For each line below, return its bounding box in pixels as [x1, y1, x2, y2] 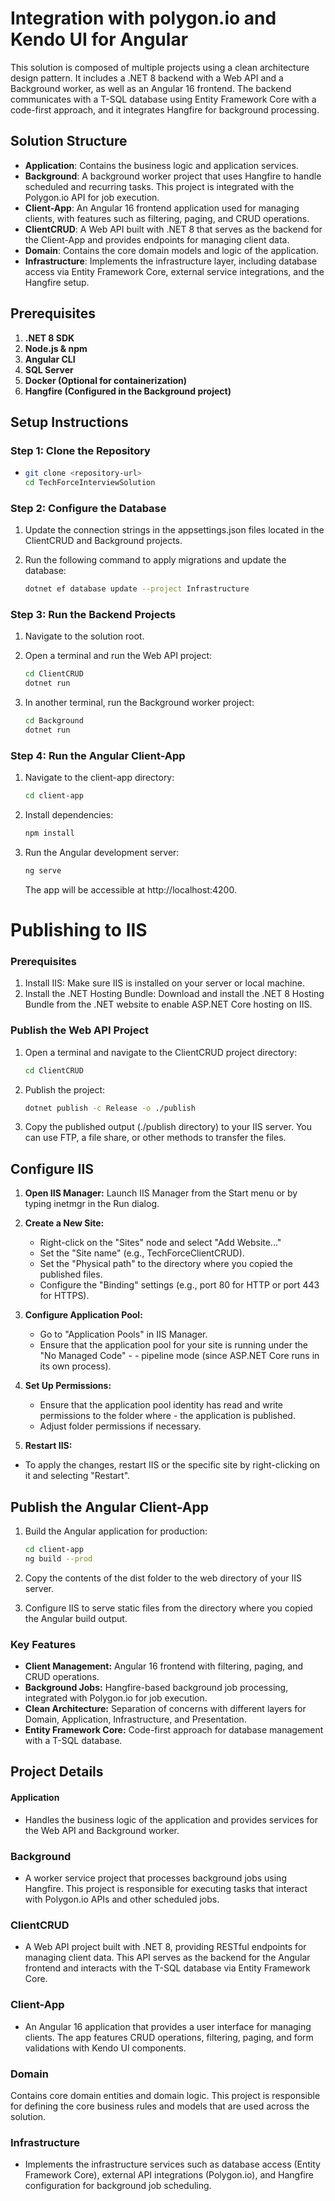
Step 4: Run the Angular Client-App [10, 748, 186, 762]
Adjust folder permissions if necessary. [39, 1420, 202, 1432]
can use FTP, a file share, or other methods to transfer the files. [24, 1132, 287, 1144]
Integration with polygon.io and [10, 7, 277, 30]
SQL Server [24, 363, 74, 376]
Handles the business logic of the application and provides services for [24, 1813, 318, 1826]
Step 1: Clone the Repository [10, 443, 151, 457]
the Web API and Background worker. [24, 1824, 180, 1836]
